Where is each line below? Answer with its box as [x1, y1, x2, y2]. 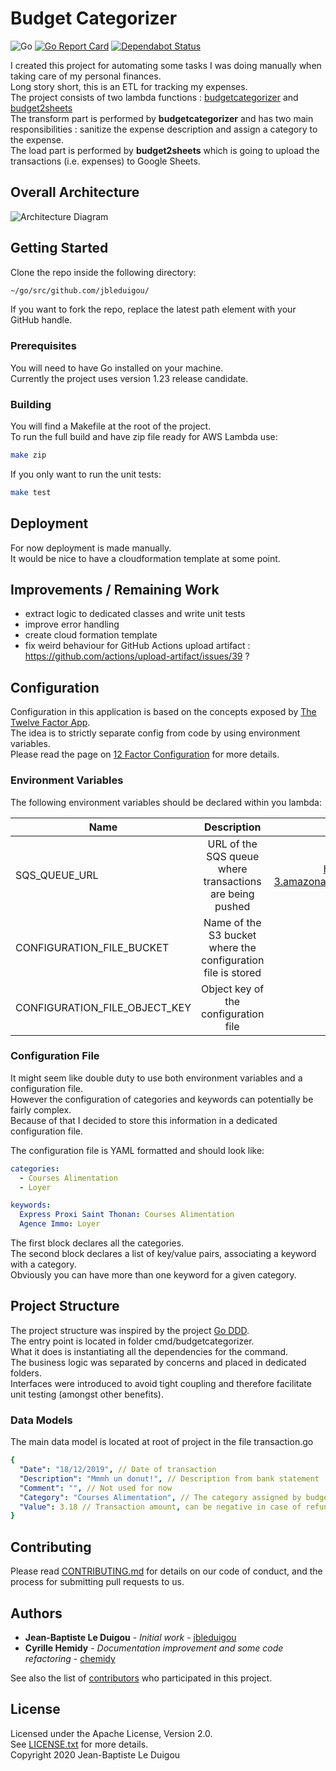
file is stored [203, 965, 262, 979]
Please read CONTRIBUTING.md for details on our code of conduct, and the [10, 1565, 323, 1577]
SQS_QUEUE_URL [15, 868, 99, 882]
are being [209, 887, 255, 901]
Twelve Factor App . [10, 717, 91, 729]
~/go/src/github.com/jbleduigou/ [10, 285, 150, 296]
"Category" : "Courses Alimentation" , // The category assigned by [19, 1492, 302, 1502]
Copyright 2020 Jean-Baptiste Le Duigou [10, 1748, 181, 1761]
